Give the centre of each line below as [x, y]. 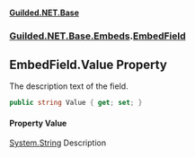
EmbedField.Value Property [89, 64]
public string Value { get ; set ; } [76, 103]
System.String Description [58, 143]
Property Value [38, 123]
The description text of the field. [69, 86]
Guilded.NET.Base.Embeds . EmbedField [97, 36]
